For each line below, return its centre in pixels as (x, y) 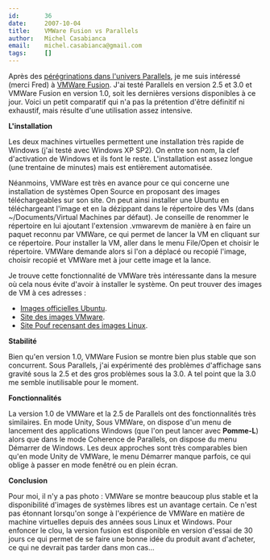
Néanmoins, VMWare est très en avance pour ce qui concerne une (119, 183)
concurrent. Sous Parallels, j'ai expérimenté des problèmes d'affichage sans (135, 365)
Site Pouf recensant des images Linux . (84, 326)
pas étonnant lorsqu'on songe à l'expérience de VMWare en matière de (127, 513)
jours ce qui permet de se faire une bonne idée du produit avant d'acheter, (132, 539)
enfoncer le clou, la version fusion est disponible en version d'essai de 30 (131, 530)
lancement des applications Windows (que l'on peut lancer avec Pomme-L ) (134, 431)
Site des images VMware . (62, 317)
